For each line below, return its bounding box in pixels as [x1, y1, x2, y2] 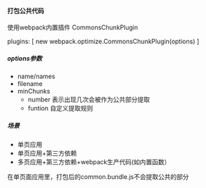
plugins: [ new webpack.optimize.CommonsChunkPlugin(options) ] [7, 37, 200, 45]
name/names [17, 72, 56, 80]
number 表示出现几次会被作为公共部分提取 [27, 95, 150, 104]
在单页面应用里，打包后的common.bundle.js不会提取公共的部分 [7, 173, 189, 181]
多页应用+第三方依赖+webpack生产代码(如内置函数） [17, 158, 171, 166]
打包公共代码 [7, 6, 44, 15]
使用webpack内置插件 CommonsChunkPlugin [7, 23, 138, 31]
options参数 [7, 54, 43, 62]
